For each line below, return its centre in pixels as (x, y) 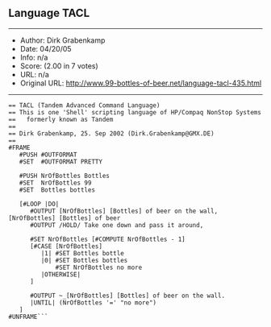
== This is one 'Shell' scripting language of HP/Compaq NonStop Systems (135, 112)
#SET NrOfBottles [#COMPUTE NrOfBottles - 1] (107, 239)
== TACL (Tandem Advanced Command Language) (84, 105)
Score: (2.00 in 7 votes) (59, 66)
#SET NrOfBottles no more (99, 267)
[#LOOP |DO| (39, 204)
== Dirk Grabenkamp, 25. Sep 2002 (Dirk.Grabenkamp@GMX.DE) (112, 133)
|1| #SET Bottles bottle (83, 253)
